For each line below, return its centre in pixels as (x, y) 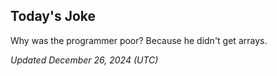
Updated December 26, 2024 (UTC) (84, 60)
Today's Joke (53, 16)
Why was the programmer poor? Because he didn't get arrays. (139, 40)
